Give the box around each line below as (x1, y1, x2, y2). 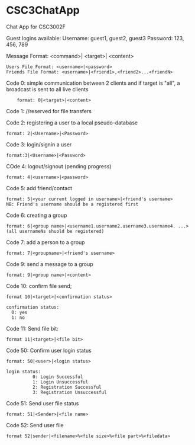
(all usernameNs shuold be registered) (6, 228, 105, 234)
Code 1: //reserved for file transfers (6, 107, 92, 114)
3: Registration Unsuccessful (32, 389, 108, 395)
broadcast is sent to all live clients (6, 85, 89, 92)
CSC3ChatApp (6, 4, 80, 17)
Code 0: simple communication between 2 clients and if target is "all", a (6, 79, 180, 87)
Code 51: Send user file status (6, 399, 79, 406)
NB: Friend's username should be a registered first (6, 201, 139, 207)
